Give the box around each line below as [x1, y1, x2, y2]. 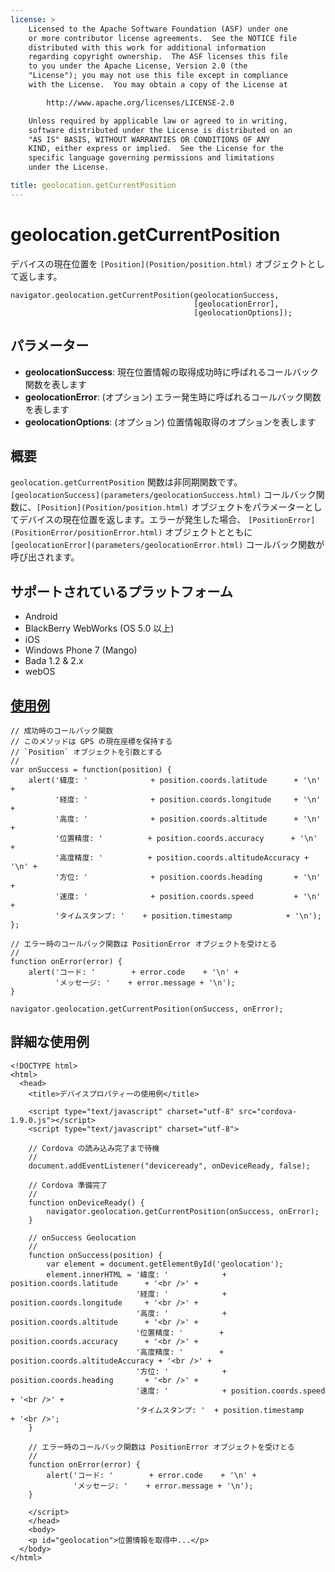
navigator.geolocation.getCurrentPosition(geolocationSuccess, [10, 290, 280, 300]
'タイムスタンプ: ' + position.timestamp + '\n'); [54, 911, 322, 921]
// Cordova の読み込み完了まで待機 [28, 1143, 160, 1153]
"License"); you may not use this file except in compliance [28, 71, 288, 81]
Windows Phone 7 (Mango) [24, 644, 138, 656]
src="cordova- [238, 1106, 298, 1116]
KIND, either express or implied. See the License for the [28, 144, 284, 154]
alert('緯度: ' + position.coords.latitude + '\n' [28, 775, 322, 785]
